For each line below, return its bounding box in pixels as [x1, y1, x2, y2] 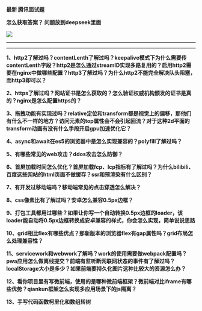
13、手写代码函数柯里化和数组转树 [6, 298, 91, 305]
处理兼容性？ [11, 237, 43, 244]
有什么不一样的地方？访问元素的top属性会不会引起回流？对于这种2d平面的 [6, 118, 191, 124]
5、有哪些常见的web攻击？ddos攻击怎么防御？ [6, 151, 123, 157]
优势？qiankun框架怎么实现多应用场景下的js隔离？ [11, 286, 137, 292]
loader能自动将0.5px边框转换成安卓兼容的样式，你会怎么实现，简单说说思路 [6, 217, 195, 224]
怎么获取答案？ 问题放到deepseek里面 [6, 19, 102, 26]
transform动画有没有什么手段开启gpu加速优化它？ [6, 125, 132, 132]
